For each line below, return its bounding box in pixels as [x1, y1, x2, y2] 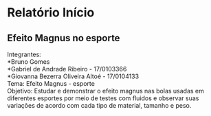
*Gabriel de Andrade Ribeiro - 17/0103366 [7, 65, 127, 73]
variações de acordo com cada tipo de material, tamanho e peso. [7, 102, 192, 109]
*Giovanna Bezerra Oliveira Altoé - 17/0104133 [7, 72, 140, 80]
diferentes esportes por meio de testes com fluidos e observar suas [7, 94, 199, 102]
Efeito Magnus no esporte [7, 32, 120, 44]
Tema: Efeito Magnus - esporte [7, 80, 95, 87]
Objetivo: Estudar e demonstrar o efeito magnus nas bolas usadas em [7, 87, 205, 95]
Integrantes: [7, 50, 41, 58]
